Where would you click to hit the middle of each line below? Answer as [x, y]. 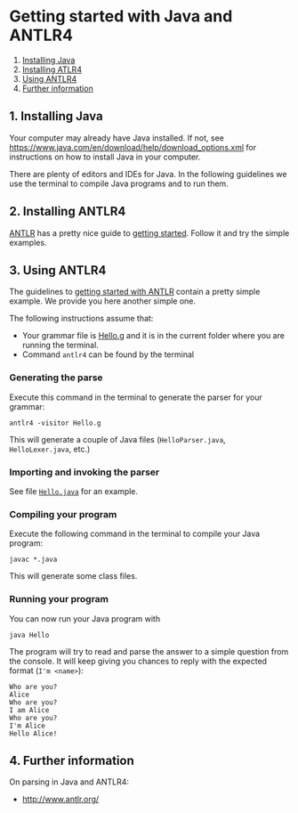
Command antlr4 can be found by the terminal [108, 354]
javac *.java [33, 560]
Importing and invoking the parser [85, 472]
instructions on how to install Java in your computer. [105, 157]
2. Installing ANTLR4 [68, 211]
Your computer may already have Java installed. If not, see [117, 138]
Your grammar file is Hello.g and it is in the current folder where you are [153, 336]
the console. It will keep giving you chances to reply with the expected [138, 661]
